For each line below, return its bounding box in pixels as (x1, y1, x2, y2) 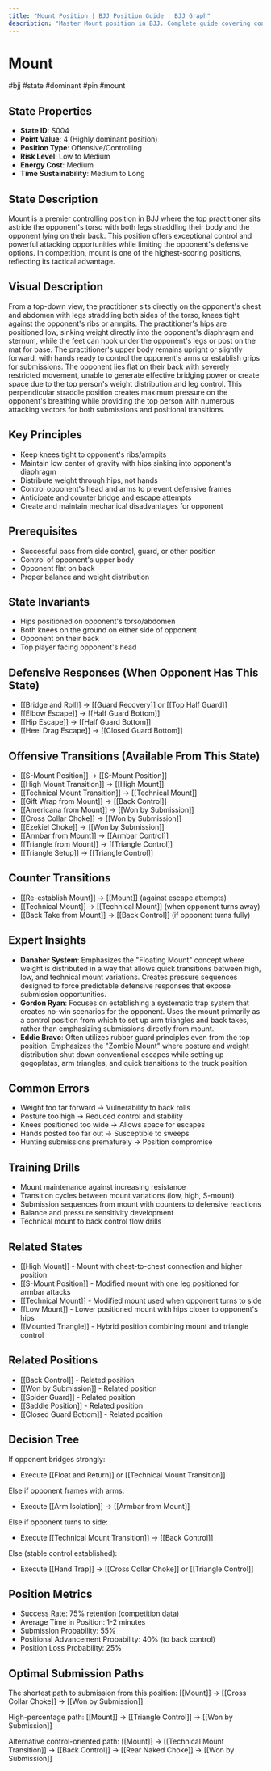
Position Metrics (8, 1587, 93, 1601)
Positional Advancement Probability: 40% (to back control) (19, 1634, 216, 1644)
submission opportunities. (19, 989, 106, 999)
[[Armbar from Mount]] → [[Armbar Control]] (19, 831, 169, 840)
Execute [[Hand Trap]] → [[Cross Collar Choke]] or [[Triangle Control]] (19, 1564, 254, 1574)
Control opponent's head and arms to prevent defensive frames (19, 484, 232, 493)
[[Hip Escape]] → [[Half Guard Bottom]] (19, 717, 152, 727)
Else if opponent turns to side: (8, 1517, 109, 1527)
